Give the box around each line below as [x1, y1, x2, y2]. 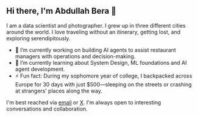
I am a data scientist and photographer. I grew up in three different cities [6, 22, 186, 29]
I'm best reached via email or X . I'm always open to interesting [6, 98, 161, 106]
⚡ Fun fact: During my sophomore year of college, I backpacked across [14, 72, 193, 79]
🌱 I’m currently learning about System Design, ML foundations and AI [14, 59, 187, 66]
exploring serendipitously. [6, 34, 71, 42]
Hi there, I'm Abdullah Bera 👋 [6, 6, 117, 16]
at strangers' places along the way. [14, 87, 103, 94]
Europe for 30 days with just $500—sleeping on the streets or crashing [14, 80, 192, 88]
